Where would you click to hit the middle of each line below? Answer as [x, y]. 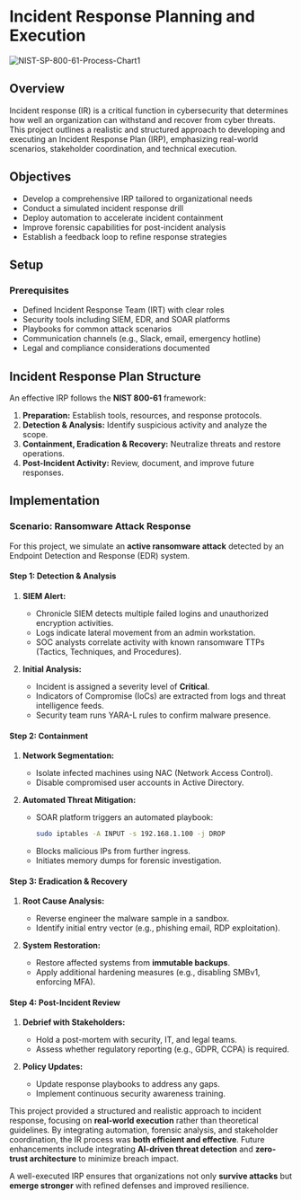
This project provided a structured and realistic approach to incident [136, 1111]
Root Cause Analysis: [63, 901]
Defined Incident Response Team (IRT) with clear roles [123, 310]
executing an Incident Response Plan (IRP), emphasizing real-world [134, 139]
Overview [37, 88]
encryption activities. [75, 622]
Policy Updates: [53, 1067]
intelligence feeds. [70, 705]
